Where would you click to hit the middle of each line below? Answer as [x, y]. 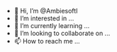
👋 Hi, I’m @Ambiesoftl [46, 11]
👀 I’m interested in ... [44, 18]
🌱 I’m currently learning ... [52, 26]
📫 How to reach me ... [47, 41]
